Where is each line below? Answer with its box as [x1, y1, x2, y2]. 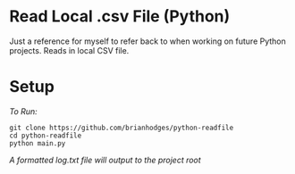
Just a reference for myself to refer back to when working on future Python [9, 36, 286, 46]
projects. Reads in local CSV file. [9, 45, 130, 55]
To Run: [9, 105, 38, 117]
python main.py [9, 138, 66, 148]
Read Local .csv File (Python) [9, 6, 231, 27]
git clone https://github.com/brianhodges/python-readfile [9, 123, 234, 132]
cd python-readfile [9, 131, 82, 140]
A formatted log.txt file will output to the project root [9, 154, 201, 165]
